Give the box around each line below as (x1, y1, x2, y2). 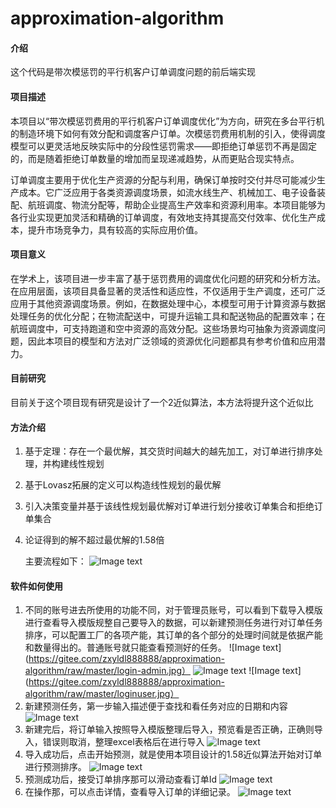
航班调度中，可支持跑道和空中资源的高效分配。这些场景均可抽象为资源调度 (10, 322, 317, 334)
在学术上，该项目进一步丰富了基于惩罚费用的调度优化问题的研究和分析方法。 (10, 272, 326, 284)
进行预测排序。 (24, 761, 87, 773)
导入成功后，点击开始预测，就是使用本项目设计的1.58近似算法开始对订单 (24, 748, 323, 761)
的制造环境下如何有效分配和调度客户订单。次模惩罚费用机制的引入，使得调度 (10, 127, 326, 139)
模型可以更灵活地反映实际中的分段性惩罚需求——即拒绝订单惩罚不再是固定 (10, 140, 317, 152)
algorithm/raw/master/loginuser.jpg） (24, 688, 180, 700)
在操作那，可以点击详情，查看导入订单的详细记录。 (24, 786, 236, 798)
